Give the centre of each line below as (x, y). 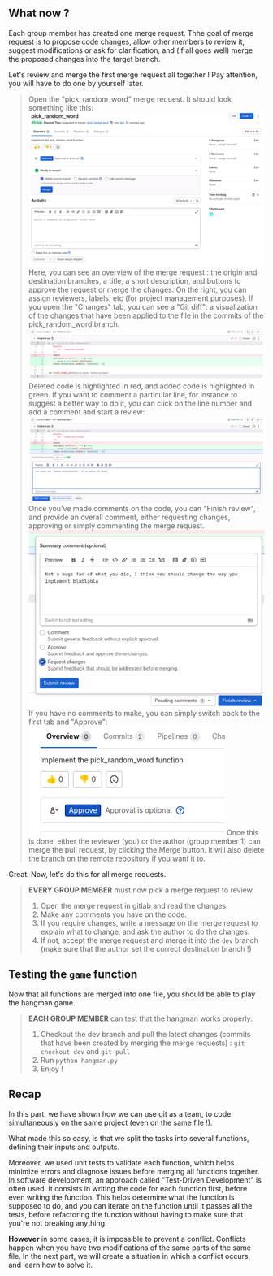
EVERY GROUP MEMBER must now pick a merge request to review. (141, 890)
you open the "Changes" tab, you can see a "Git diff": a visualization (143, 307)
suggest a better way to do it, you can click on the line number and (140, 403)
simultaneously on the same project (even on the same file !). (110, 1122)
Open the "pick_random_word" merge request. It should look (130, 99)
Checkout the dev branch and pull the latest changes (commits (145, 1034)
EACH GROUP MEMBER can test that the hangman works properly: (141, 1018)
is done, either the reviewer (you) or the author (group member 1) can (145, 841)
